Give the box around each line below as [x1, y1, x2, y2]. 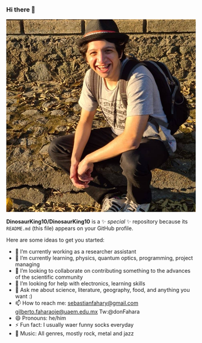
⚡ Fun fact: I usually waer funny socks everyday [14, 321, 134, 328]
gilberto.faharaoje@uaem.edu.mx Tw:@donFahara [14, 308, 140, 315]
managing [14, 261, 40, 268]
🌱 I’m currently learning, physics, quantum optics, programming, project [14, 254, 194, 261]
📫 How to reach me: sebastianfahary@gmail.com [14, 299, 138, 306]
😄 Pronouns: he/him [14, 314, 66, 321]
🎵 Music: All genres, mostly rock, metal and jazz [14, 330, 134, 337]
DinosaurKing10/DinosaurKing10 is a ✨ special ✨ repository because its [6, 217, 188, 225]
